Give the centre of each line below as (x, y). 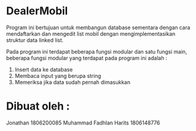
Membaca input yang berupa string (58, 76)
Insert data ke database (44, 69)
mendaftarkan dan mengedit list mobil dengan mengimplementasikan (91, 33)
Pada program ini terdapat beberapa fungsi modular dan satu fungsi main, (97, 51)
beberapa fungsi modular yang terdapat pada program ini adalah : (87, 58)
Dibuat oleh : (38, 106)
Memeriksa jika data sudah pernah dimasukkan (72, 82)
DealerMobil (37, 11)
